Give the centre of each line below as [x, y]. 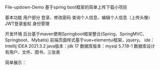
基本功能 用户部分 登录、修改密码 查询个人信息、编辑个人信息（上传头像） [79, 17]
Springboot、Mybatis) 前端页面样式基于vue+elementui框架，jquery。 [74, 40]
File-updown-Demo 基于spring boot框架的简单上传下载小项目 [66, 7]
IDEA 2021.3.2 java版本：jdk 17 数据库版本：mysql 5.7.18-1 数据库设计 [87, 46]
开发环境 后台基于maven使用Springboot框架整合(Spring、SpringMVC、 [76, 34]
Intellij [11, 46]
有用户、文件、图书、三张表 [33, 52]
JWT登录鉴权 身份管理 [27, 24]
